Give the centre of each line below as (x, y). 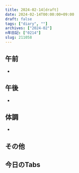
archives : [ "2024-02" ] (29, 28)
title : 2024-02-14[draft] (32, 10)
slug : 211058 (19, 38)
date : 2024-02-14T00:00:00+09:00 (40, 14)
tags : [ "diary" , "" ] (27, 24)
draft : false (19, 19)
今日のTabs (23, 165)
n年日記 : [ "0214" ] (23, 33)
